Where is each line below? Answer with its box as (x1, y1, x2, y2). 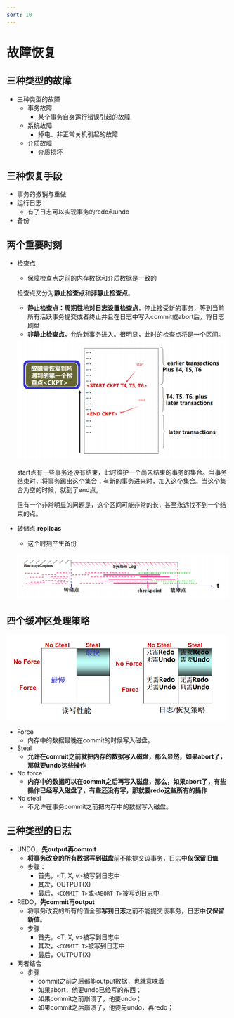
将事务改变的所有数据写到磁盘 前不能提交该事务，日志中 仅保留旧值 (27, 853, 219, 862)
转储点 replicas (16, 524, 62, 533)
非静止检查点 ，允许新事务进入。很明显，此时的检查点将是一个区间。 (27, 330, 225, 339)
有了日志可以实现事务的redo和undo (27, 207, 130, 216)
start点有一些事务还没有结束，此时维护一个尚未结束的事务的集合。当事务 (16, 468, 228, 477)
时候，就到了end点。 (41, 486, 103, 494)
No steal (16, 794, 41, 802)
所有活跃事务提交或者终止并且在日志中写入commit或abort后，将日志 (27, 313, 225, 321)
